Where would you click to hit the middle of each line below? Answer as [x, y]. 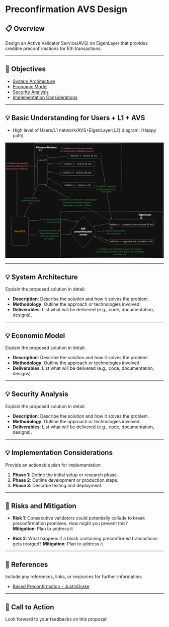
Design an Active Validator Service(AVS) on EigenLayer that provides [77, 43]
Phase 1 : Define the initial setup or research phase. [65, 475]
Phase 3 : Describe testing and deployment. [57, 485]
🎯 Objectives [26, 69]
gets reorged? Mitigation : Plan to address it [58, 544]
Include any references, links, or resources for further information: [74, 577]
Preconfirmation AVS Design [66, 9]
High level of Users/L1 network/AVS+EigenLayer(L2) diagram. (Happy [84, 130]
